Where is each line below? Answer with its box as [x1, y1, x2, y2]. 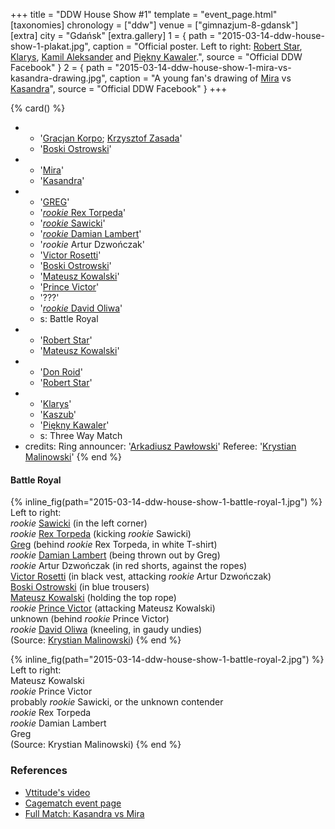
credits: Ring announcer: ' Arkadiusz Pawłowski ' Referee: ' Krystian [24, 440, 297, 452]
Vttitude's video [24, 786, 91, 798]
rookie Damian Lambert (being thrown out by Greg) [10, 549, 221, 561]
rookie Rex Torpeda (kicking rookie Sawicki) [10, 528, 192, 540]
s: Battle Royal [39, 313, 99, 324]
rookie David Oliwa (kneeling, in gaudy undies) [10, 624, 203, 636]
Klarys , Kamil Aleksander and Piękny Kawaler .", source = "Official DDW [10, 51, 303, 63]
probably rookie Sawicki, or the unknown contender [10, 696, 224, 708]
